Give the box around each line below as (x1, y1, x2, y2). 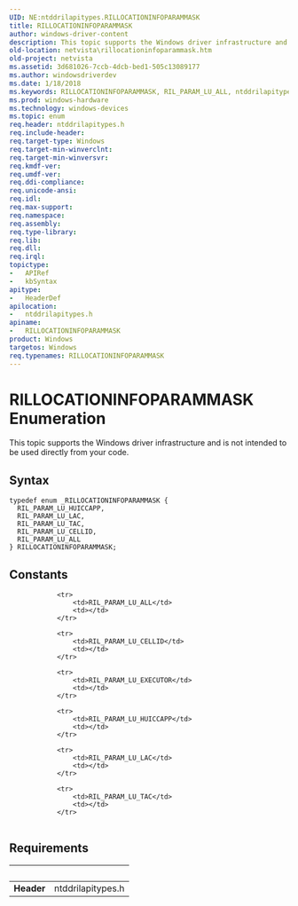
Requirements (9, 840, 89, 856)
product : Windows (9, 335, 74, 343)
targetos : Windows (9, 343, 77, 351)
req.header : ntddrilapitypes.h (9, 121, 125, 130)
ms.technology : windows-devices (9, 104, 129, 113)
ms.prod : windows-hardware (9, 95, 109, 105)
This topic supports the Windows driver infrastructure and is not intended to (9, 437, 287, 448)
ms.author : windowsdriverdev (9, 71, 117, 80)
